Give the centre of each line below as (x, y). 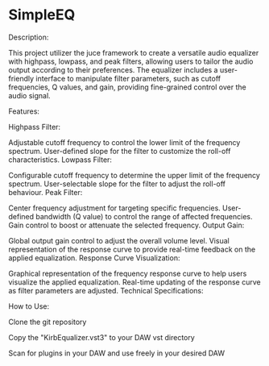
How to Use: (29, 306)
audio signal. (29, 95)
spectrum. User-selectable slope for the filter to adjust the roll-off (117, 184)
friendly (21, 78)
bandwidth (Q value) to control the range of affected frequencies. (144, 216)
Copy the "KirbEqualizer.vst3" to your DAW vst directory (101, 337)
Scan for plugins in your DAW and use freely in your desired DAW (117, 353)
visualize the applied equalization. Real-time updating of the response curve (134, 282)
